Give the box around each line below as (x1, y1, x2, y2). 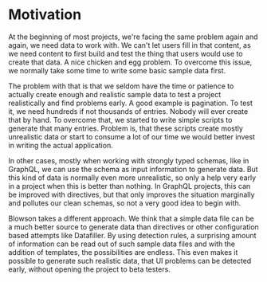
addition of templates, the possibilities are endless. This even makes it (8, 247, 238, 257)
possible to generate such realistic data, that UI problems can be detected (8, 256, 252, 265)
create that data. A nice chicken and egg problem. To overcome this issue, (8, 57, 253, 67)
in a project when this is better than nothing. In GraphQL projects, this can (8, 181, 251, 190)
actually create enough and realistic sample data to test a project (8, 89, 222, 99)
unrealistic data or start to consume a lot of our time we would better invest (8, 131, 255, 141)
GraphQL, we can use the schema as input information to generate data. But (8, 164, 258, 174)
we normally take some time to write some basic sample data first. (8, 65, 226, 75)
